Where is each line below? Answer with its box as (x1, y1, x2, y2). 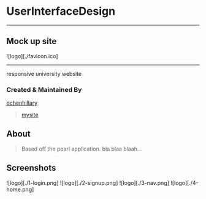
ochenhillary (6, 99, 38, 107)
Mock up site (6, 36, 57, 47)
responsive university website (6, 70, 82, 77)
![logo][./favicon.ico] (6, 52, 58, 59)
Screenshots (6, 163, 56, 173)
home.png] (6, 186, 34, 193)
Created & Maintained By (6, 85, 82, 94)
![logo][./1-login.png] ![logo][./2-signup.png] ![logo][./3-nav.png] (6, 179, 170, 186)
